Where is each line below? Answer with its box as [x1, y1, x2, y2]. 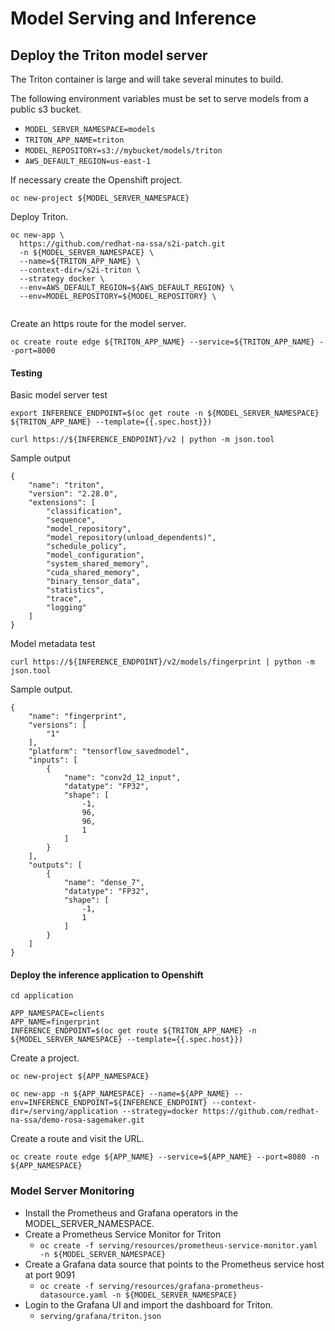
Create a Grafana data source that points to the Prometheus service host [24, 1258, 325, 1270]
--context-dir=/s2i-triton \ [19, 265, 141, 275]
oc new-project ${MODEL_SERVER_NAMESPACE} [10, 193, 190, 203]
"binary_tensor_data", [46, 577, 141, 587]
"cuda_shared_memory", [46, 568, 141, 578]
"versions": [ [28, 720, 87, 731]
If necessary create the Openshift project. [10, 174, 183, 186]
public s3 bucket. [10, 103, 82, 115]
